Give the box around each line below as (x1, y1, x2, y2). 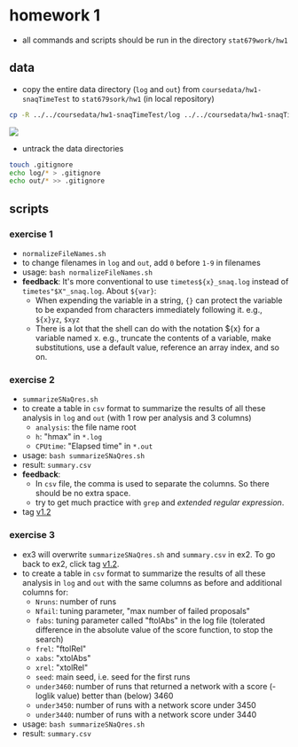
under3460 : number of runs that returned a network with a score (35, 681, 268, 691)
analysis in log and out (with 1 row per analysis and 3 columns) (21, 413, 252, 424)
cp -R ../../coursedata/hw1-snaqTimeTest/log (9, 110, 180, 120)
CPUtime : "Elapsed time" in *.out (35, 440, 153, 452)
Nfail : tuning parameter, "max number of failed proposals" (35, 605, 251, 616)
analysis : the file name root (35, 422, 137, 432)
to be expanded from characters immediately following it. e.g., (35, 304, 263, 315)
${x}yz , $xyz (35, 314, 81, 324)
